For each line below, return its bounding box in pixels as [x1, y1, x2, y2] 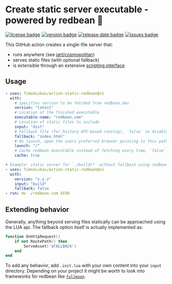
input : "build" [14, 181, 47, 186]
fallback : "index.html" [14, 134, 66, 139]
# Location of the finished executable [14, 110, 100, 115]
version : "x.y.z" [14, 176, 52, 182]
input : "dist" [14, 124, 45, 129]
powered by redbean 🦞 [5, 14, 103, 26]
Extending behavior [5, 205, 69, 214]
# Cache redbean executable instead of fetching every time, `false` [14, 148, 166, 154]
